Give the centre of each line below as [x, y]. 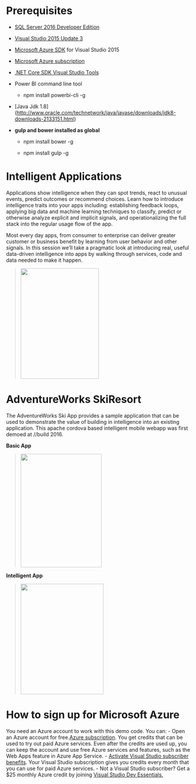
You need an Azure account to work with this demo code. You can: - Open [96, 731]
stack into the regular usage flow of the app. [59, 224]
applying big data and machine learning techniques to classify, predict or [94, 211]
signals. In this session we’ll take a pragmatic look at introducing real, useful [97, 248]
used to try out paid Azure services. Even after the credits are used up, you [97, 743]
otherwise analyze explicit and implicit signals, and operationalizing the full [96, 217]
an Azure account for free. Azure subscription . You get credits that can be [94, 737]
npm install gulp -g [46, 153]
